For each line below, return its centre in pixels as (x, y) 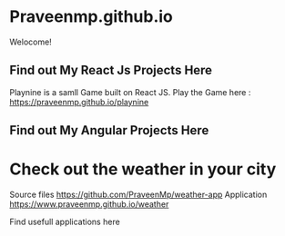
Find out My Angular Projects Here (109, 130)
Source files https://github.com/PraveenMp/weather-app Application (138, 195)
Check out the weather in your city (143, 169)
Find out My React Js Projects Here (111, 70)
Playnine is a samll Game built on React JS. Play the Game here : (130, 92)
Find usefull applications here (65, 222)
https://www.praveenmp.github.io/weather (89, 204)
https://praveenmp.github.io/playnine (79, 102)
